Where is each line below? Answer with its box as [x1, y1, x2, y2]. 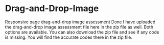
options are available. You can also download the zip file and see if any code [5, 29, 160, 35]
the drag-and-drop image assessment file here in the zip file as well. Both [5, 24, 153, 30]
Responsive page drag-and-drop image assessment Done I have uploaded [5, 19, 156, 25]
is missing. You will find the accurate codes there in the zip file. [5, 34, 133, 40]
